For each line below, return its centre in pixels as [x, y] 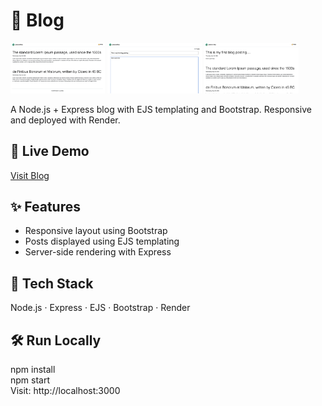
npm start [30, 380]
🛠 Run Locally [56, 340]
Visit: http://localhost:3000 [65, 391]
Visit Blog [30, 175]
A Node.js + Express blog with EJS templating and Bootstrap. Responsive [161, 109]
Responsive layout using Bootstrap [96, 231]
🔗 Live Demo [50, 151]
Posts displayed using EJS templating [102, 241]
